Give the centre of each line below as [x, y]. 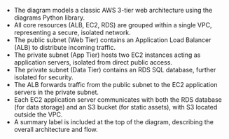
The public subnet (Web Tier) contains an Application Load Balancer [112, 40]
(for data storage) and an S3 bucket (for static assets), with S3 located [116, 107]
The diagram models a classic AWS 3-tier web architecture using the [113, 10]
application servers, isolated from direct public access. [93, 62]
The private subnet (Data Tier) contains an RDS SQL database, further [115, 70]
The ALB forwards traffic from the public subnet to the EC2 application [116, 85]
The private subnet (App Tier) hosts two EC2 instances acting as [107, 55]
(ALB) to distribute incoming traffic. [65, 47]
